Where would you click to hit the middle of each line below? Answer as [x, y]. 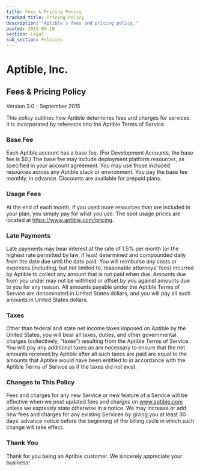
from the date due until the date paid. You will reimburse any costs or [92, 261]
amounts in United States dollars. [47, 300]
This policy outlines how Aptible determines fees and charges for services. [99, 118]
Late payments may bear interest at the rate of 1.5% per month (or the [92, 248]
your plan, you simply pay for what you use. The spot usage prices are [93, 214]
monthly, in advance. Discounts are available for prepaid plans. [84, 179]
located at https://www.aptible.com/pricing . [60, 220]
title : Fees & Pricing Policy [44, 12]
